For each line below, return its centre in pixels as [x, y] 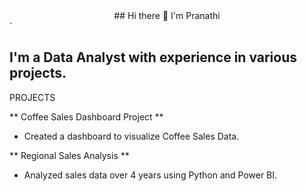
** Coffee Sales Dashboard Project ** [86, 116]
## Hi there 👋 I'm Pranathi [167, 15]
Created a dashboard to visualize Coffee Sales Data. [131, 136]
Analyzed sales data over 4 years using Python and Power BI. [150, 175]
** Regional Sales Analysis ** [69, 155]
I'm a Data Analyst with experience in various [153, 57]
